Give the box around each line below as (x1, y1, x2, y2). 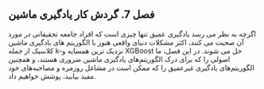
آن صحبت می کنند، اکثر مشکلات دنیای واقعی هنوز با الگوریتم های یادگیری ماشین (8, 37, 244, 47)
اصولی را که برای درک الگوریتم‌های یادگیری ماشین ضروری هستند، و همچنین (8, 54, 231, 64)
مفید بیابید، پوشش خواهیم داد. (8, 71, 97, 80)
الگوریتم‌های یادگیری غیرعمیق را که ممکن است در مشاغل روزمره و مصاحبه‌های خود (8, 63, 254, 72)
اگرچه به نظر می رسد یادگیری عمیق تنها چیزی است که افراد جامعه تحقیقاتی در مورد (8, 29, 257, 38)
